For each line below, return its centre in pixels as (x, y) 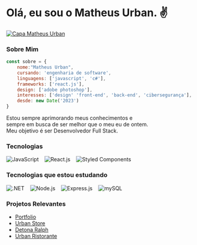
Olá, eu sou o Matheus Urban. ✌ (87, 13)
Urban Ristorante (36, 236)
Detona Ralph (32, 230)
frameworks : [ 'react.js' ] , (51, 84)
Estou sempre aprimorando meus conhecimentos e (70, 118)
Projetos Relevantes (36, 203)
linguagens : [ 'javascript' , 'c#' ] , (62, 78)
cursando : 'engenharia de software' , (64, 73)
